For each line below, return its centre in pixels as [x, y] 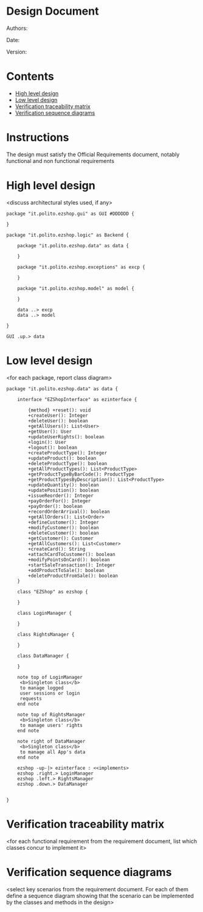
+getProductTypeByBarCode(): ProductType [81, 474]
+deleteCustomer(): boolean [64, 533]
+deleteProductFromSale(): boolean [73, 576]
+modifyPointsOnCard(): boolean [69, 560]
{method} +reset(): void [60, 410]
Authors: [17, 28]
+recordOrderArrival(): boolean [69, 512]
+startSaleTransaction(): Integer [72, 565]
